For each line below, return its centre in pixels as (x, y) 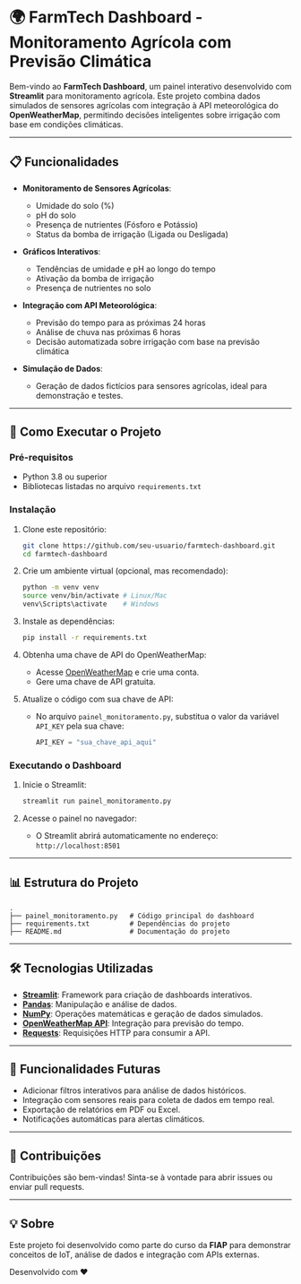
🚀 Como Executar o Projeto (86, 432)
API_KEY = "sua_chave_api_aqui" (96, 742)
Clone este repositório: (64, 529)
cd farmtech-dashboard (64, 554)
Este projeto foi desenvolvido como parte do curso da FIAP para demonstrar (150, 1245)
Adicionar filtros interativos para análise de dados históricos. (134, 1090)
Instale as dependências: (68, 621)
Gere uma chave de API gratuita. (95, 681)
